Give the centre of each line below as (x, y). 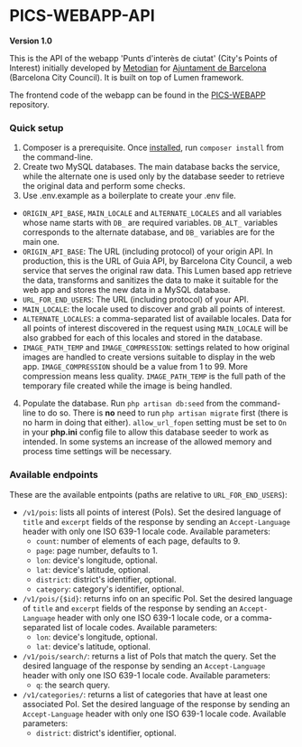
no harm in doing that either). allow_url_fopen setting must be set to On (154, 423)
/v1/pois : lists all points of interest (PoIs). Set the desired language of (151, 512)
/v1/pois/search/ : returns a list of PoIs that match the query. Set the (149, 656)
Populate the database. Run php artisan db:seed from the (130, 404)
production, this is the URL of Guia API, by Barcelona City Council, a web (157, 261)
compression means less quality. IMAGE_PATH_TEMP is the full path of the (154, 377)
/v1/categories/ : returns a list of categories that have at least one (145, 694)
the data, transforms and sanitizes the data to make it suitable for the (150, 280)
